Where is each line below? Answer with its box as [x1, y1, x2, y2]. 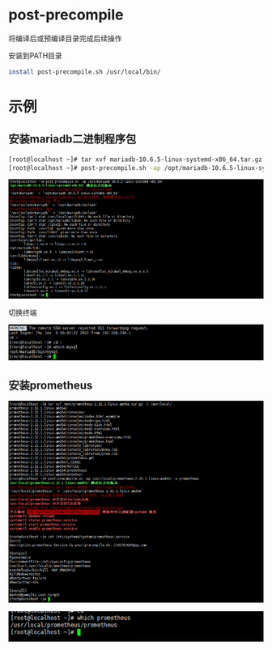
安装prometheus [8, 378, 93, 392]
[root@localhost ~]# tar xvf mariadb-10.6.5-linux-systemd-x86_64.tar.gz [8, 155, 263, 164]
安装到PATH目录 [8, 50, 62, 60]
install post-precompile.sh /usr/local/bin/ [8, 67, 161, 76]
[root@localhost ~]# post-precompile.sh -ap [8, 164, 161, 172]
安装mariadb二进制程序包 [8, 132, 137, 147]
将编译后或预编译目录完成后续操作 [8, 33, 122, 43]
